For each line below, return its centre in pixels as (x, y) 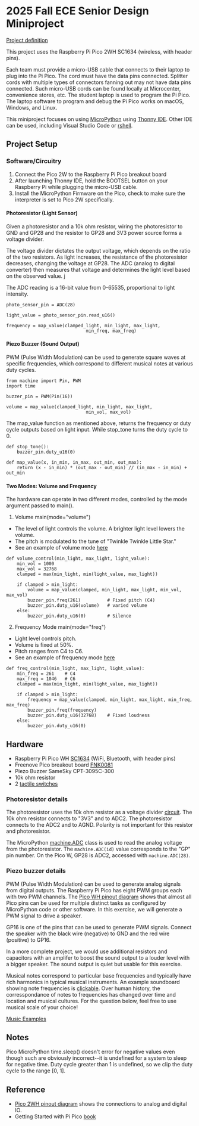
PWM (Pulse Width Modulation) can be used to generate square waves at (96, 357)
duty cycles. (21, 370)
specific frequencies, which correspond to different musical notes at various (99, 364)
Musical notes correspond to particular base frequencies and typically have (99, 975)
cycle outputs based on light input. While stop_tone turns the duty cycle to (97, 430)
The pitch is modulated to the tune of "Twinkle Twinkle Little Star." (95, 541)
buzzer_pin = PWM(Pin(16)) (40, 397)
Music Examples (26, 1019)
